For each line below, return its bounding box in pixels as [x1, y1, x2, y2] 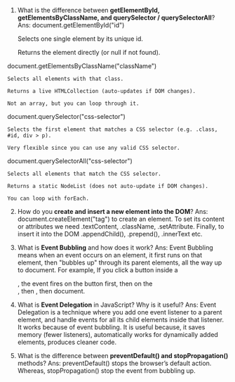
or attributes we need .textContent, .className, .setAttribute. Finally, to [17, 222, 224, 231]
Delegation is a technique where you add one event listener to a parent [17, 308, 222, 316]
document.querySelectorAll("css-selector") [7, 157, 133, 165]
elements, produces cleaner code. [17, 338, 117, 346]
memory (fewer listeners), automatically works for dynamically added [17, 331, 219, 338]
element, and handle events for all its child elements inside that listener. [17, 316, 224, 324]
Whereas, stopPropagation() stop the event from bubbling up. [17, 367, 196, 375]
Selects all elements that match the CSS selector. [7, 170, 161, 177]
